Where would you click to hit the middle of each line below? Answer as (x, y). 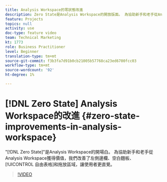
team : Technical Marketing (33, 38)
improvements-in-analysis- (63, 127)
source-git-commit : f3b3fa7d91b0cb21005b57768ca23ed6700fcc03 (71, 61)
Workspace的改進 (42, 116)
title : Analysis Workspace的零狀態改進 (44, 10)
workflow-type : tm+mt (28, 65)
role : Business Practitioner (35, 47)
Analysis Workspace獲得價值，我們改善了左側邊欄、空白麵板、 (70, 158)
